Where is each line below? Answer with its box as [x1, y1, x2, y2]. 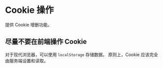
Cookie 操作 [5, 4, 54, 16]
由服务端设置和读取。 [5, 58, 48, 64]
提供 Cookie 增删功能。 [5, 22, 53, 28]
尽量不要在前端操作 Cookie [5, 37, 87, 46]
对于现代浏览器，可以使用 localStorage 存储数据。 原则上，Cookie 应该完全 [5, 51, 158, 57]
